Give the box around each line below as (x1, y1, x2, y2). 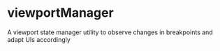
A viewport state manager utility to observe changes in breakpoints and (7, 28, 213, 36)
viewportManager (7, 5, 114, 21)
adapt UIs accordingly (7, 35, 71, 43)
